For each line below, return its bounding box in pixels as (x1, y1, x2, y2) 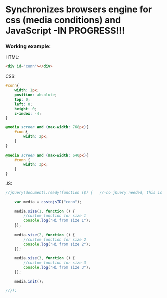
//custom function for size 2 (23, 237, 86, 242)
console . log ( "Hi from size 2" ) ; (23, 242, 91, 247)
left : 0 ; (14, 102, 33, 107)
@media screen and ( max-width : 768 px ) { (5, 125, 89, 130)
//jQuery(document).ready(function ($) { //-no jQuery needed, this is (5, 190, 163, 195)
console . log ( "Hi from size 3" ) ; (23, 265, 91, 270)
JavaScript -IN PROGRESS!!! (5, 25, 125, 36)
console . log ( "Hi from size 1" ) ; (23, 218, 91, 223)
